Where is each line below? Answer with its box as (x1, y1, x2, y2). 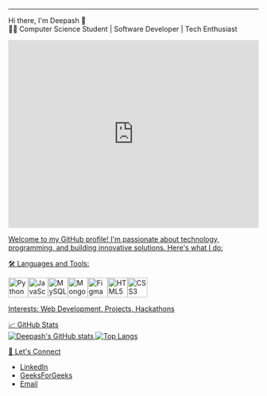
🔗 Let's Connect (8, 347, 61, 356)
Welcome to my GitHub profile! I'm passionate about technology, (8, 235, 220, 243)
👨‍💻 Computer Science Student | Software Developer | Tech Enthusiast (8, 25, 238, 33)
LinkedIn (19, 363, 48, 371)
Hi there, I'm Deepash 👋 (8, 16, 86, 25)
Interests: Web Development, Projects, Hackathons (8, 304, 175, 313)
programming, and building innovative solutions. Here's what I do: (8, 243, 224, 252)
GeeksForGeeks (19, 371, 73, 380)
